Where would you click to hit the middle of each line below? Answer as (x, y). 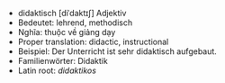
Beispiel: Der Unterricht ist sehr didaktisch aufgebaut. (117, 51)
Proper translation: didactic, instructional (93, 41)
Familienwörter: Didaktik (63, 61)
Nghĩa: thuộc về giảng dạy (67, 32)
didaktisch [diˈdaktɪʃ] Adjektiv (72, 13)
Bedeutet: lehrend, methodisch (75, 23)
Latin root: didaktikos (57, 70)
